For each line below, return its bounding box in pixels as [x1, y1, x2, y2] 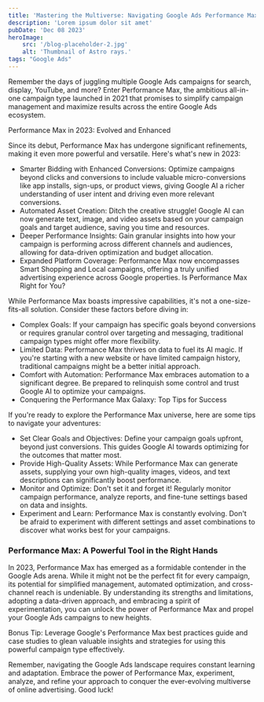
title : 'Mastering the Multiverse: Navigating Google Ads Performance [8, 11, 244, 20]
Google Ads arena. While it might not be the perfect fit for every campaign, [8, 571, 250, 581]
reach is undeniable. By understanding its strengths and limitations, [35, 588, 254, 598]
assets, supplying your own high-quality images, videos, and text [19, 466, 230, 476]
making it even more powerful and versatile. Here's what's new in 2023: [8, 148, 241, 158]
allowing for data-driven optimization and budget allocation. [19, 247, 214, 257]
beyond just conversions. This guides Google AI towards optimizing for [19, 441, 249, 452]
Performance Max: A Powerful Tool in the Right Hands [8, 545, 218, 556]
